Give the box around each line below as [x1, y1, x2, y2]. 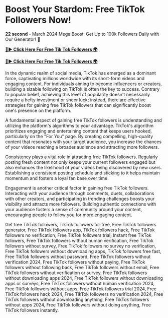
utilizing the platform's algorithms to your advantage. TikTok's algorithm [5, 122, 154, 129]
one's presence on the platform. [5, 107, 72, 113]
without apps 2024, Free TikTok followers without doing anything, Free [5, 301, 151, 308]
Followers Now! [5, 14, 71, 26]
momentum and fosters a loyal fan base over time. [5, 175, 109, 181]
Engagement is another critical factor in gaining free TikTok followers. [5, 185, 149, 191]
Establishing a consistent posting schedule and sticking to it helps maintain [5, 170, 160, 176]
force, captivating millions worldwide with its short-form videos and [5, 75, 145, 81]
